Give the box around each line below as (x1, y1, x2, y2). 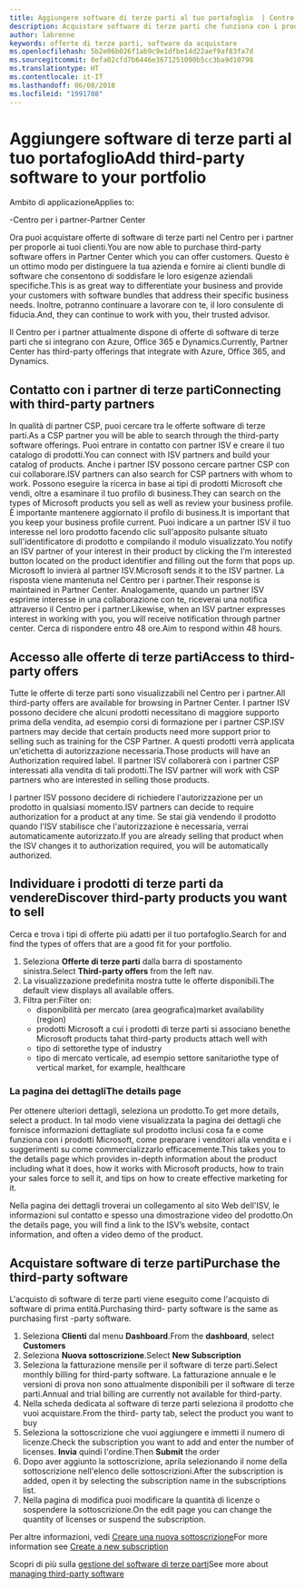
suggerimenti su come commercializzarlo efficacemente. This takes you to (9, 1144, 286, 1155)
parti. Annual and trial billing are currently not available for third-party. (22, 1388, 282, 1399)
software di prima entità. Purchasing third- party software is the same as (9, 1303, 279, 1314)
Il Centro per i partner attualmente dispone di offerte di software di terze (9, 327, 280, 338)
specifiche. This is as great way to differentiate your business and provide (9, 281, 284, 291)
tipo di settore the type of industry (35, 1042, 162, 1053)
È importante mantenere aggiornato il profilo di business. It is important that (9, 508, 290, 518)
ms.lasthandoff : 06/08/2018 (9, 81, 116, 90)
